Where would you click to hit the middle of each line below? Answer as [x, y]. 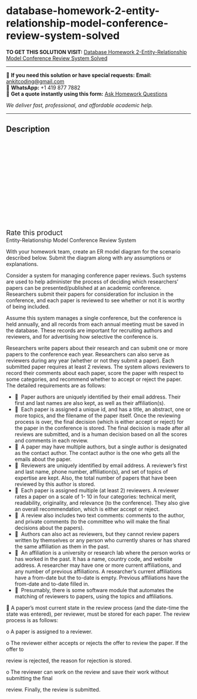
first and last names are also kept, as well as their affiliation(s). [90, 403]
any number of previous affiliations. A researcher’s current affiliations [98, 571]
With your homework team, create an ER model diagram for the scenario [93, 251]
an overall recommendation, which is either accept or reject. [87, 509]
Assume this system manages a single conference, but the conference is [94, 318]
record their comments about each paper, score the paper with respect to [95, 373]
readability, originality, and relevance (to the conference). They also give [102, 502]
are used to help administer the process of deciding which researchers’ [92, 281]
